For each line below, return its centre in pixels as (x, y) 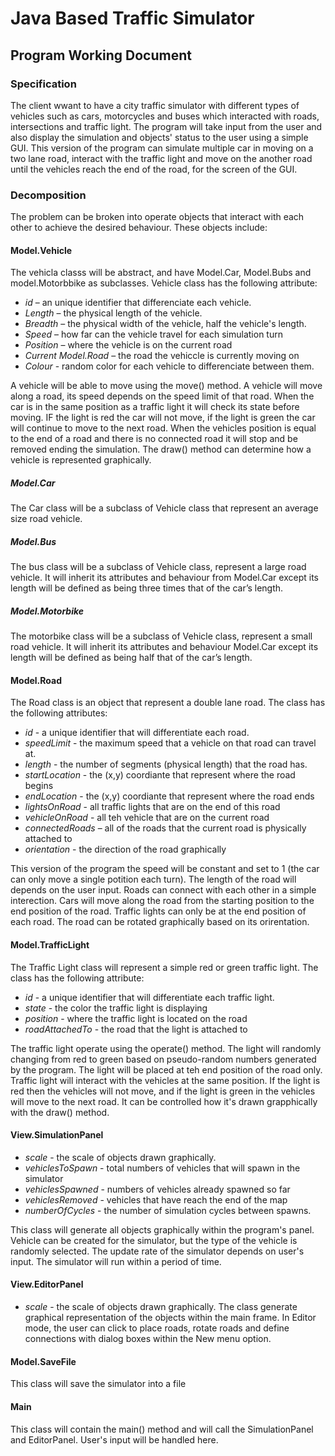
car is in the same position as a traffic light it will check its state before (155, 407)
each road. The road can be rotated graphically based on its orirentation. (160, 922)
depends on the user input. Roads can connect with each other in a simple (163, 890)
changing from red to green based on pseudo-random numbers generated (163, 1059)
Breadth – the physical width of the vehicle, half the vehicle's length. (165, 324)
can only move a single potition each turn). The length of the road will (153, 879)
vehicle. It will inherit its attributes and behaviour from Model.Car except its (164, 578)
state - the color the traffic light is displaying (116, 1008)
